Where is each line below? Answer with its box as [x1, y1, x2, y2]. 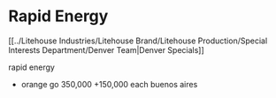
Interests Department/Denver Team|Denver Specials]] [8, 44, 204, 55]
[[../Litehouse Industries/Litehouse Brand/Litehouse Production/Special [8, 35, 268, 46]
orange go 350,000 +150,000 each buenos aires [20, 79, 198, 89]
